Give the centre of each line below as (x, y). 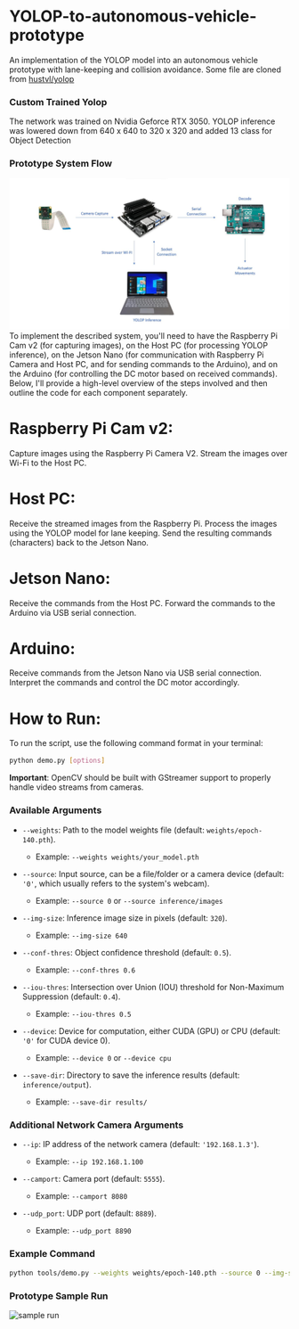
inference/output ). (57, 1084)
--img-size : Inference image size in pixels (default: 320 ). (125, 918)
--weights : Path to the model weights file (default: (113, 830)
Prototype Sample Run (59, 1296)
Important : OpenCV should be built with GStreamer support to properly (140, 778)
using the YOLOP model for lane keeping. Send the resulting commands (141, 533)
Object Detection (40, 141)
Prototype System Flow (61, 164)
